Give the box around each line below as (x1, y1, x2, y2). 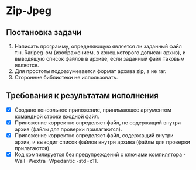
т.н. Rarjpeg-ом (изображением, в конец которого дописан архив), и (14, 49, 186, 56)
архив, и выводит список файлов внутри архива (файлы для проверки (14, 138, 190, 145)
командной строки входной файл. (14, 113, 99, 120)
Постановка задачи (6, 27, 82, 37)
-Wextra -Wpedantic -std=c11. (26, 158, 98, 165)
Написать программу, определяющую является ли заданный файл (14, 43, 183, 50)
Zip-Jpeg (6, 4, 52, 18)
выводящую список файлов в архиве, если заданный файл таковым (14, 55, 185, 62)
